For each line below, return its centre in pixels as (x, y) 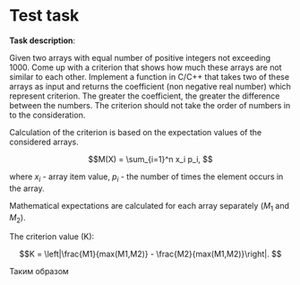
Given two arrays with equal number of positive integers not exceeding (140, 57)
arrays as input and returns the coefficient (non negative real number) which (150, 86)
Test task (44, 16)
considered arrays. (44, 142)
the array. (27, 188)
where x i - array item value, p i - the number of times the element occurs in (146, 177)
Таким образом (39, 272)
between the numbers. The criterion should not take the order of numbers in (150, 105)
